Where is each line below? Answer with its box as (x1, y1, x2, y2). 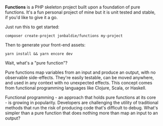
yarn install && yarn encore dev (5, 51, 73, 56)
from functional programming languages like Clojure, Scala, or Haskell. (5, 85, 147, 91)
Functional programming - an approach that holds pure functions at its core (5, 95, 156, 100)
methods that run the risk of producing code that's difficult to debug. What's (5, 105, 158, 110)
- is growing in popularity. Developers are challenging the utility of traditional (5, 100, 159, 105)
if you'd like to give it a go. (5, 15, 58, 20)
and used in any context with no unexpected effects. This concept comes (5, 80, 152, 85)
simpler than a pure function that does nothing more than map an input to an (5, 110, 158, 116)
